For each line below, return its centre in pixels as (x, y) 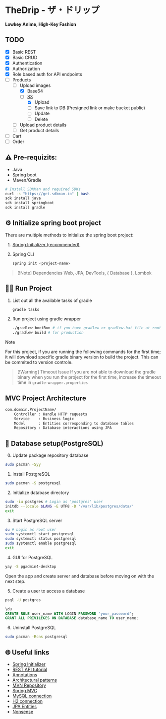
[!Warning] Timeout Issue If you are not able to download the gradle (86, 372)
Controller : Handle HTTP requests (51, 414)
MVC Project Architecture (46, 398)
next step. (15, 581)
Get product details (39, 130)
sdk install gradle (25, 208)
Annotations (25, 675)
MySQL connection (32, 696)
